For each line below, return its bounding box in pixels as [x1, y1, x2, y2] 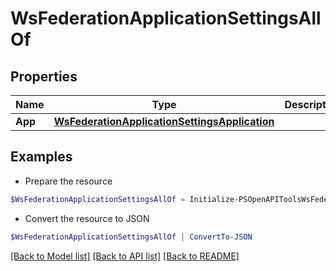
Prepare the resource [24, 175, 113, 187]
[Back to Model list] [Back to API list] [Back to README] [10, 250, 240, 262]
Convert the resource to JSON [24, 212, 150, 224]
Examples [10, 148, 73, 166]
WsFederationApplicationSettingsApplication [53, 115, 275, 128]
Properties [10, 68, 78, 85]
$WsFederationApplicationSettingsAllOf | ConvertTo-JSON [10, 232, 253, 242]
